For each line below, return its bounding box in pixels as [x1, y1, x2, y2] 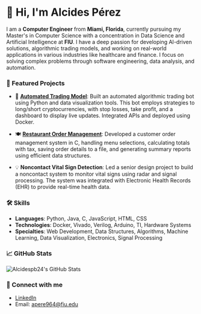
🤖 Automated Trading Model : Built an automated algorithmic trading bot [14, 93, 194, 100]
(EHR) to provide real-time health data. [14, 184, 111, 191]
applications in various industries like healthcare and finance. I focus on [6, 51, 184, 58]
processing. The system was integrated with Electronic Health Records [14, 177, 191, 184]
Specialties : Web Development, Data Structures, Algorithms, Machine [14, 228, 188, 235]
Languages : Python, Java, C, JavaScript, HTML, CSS [14, 214, 147, 222]
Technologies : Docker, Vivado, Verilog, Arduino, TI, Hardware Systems [14, 221, 191, 228]
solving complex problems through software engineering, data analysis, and [6, 57, 194, 65]
